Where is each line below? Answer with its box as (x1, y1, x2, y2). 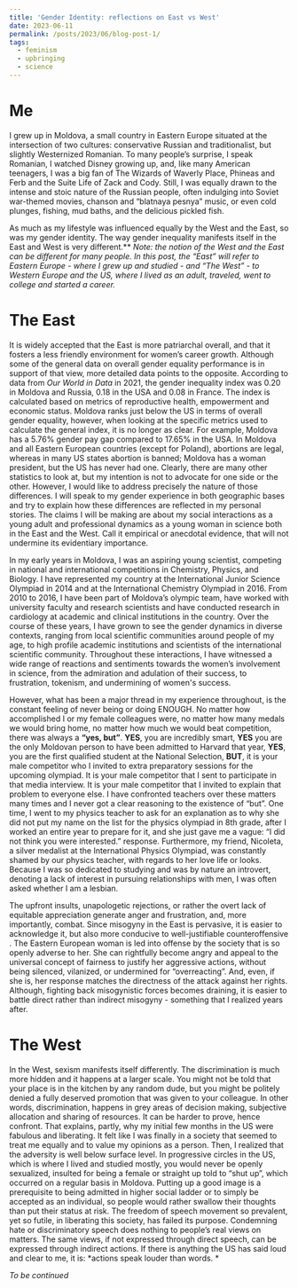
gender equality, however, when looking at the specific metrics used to (9, 414, 269, 426)
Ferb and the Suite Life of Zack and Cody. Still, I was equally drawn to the (9, 177, 278, 187)
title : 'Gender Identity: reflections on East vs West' (9, 12, 220, 22)
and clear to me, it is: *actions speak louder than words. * (9, 1253, 220, 1263)
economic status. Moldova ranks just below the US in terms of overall (9, 405, 263, 416)
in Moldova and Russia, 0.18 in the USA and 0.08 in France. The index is (9, 387, 271, 397)
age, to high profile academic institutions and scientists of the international (9, 640, 282, 650)
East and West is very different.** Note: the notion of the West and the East (9, 241, 285, 252)
